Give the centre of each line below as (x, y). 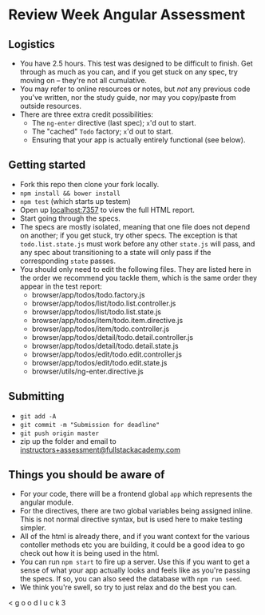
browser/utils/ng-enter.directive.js (87, 371)
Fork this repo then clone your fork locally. (89, 184)
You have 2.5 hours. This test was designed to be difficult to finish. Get (136, 63)
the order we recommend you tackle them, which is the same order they (138, 278)
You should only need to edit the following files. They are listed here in (135, 269)
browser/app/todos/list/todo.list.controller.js (104, 303)
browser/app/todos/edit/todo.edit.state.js (99, 362)
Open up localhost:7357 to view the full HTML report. (107, 210)
